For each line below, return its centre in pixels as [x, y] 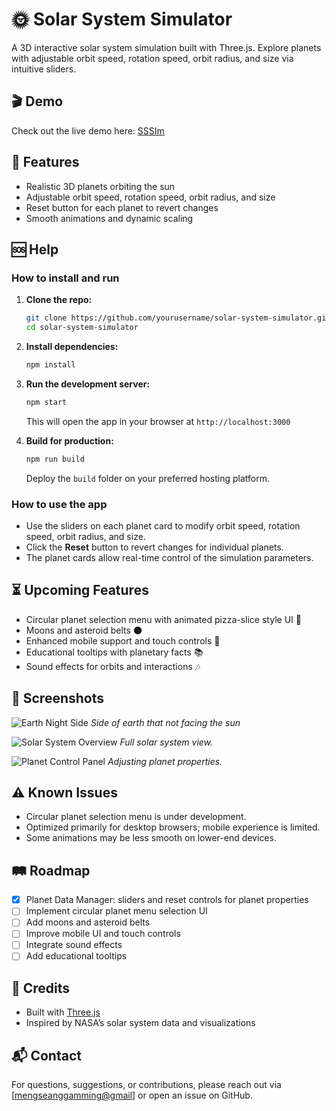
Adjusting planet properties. [165, 761]
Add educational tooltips [76, 956]
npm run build [55, 459]
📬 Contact [46, 1055]
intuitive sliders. [44, 69]
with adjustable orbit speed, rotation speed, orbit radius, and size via [152, 58]
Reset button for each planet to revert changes [122, 207]
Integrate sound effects [74, 945]
